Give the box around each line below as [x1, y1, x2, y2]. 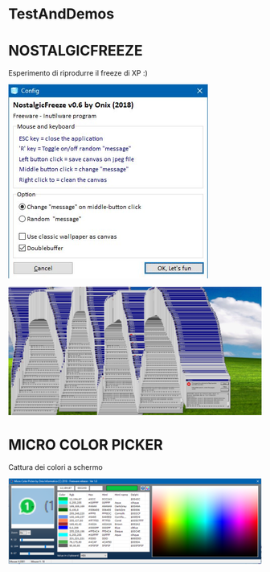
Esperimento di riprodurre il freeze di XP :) [8, 68, 149, 78]
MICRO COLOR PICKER [8, 436, 163, 455]
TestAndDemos [8, 5, 115, 23]
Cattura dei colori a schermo [8, 463, 103, 472]
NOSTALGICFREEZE [8, 42, 143, 60]
